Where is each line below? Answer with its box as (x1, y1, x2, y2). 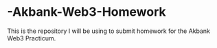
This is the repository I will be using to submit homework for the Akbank (7, 27, 211, 35)
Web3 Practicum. (7, 34, 56, 42)
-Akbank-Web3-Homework (7, 4, 166, 20)
